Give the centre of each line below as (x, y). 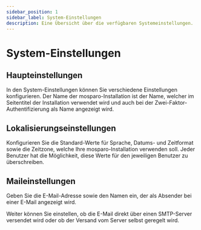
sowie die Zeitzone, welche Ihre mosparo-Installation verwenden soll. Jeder (101, 149)
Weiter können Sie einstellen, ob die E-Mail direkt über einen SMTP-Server (99, 214)
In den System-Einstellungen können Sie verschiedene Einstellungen (92, 90)
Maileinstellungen (41, 181)
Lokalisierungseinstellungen (61, 128)
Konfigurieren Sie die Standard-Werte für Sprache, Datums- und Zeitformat (100, 143)
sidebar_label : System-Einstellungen (54, 18)
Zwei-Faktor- (171, 103)
